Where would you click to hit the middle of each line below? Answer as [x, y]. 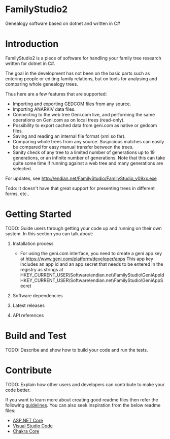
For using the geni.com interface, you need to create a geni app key [91, 253]
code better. [18, 390]
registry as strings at [42, 269]
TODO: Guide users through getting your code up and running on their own [84, 228]
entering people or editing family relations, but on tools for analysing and [81, 79]
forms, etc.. [17, 194]
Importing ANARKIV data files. [44, 109]
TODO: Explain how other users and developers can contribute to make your [85, 384]
